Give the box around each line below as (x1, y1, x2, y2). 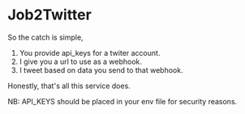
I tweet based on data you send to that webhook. (19, 65, 183, 74)
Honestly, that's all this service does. (7, 81, 131, 91)
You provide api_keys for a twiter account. (19, 48, 161, 57)
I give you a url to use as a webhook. (19, 57, 143, 66)
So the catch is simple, (7, 32, 84, 42)
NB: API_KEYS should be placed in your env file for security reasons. (7, 96, 238, 106)
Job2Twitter (7, 6, 92, 24)
